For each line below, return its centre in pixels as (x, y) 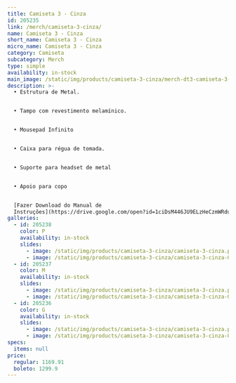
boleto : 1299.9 (36, 369)
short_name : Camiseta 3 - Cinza (54, 40)
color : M (33, 271)
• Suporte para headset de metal (63, 167)
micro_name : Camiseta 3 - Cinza (54, 46)
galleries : (23, 219)
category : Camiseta (36, 53)
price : (17, 356)
